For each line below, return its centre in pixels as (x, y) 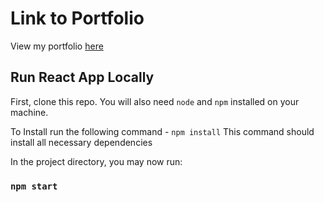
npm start (34, 186)
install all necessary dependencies (81, 142)
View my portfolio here (57, 46)
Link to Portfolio (77, 18)
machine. (29, 112)
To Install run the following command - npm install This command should (162, 131)
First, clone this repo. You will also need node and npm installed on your (155, 101)
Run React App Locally (82, 77)
